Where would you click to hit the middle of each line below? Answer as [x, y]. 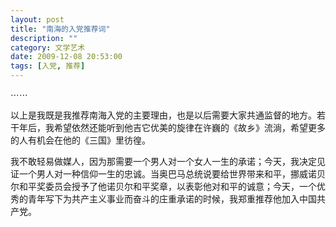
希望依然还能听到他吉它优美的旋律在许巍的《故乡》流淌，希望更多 [189, 127]
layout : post [37, 19]
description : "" [44, 38]
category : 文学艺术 [48, 47]
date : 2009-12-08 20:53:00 [66, 57]
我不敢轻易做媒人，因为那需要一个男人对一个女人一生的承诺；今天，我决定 [163, 161]
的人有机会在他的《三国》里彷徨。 [80, 140]
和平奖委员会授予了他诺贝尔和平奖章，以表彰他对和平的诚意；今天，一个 [167, 186]
